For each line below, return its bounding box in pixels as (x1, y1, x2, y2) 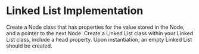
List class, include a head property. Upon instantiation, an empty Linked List (6, 36, 192, 43)
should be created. (6, 42, 52, 49)
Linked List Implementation (6, 4, 144, 18)
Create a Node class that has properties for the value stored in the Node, (6, 23, 185, 31)
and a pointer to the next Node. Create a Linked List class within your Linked (6, 29, 194, 36)
